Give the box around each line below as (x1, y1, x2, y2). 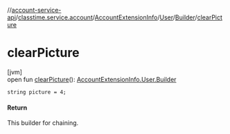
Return (7, 103, 28, 112)
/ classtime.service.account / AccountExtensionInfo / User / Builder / (15, 13, 197, 22)
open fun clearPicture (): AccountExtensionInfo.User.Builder (7, 75, 177, 83)
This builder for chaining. (7, 119, 79, 127)
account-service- (11, 6, 62, 14)
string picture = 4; (7, 88, 67, 96)
